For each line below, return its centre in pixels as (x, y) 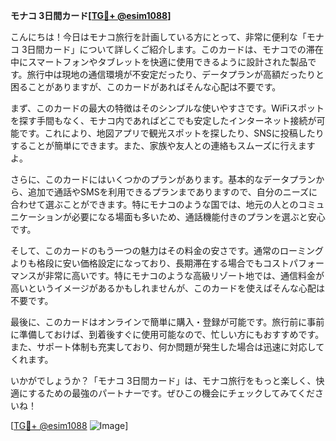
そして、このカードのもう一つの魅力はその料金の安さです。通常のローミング (167, 250)
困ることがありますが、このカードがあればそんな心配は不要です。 (146, 87)
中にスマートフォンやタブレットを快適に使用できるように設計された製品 (159, 62)
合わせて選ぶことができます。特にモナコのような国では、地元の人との (154, 204)
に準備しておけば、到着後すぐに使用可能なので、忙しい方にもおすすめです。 (167, 334)
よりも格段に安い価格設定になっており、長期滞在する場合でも (137, 263)
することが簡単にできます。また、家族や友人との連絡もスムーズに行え (154, 145)
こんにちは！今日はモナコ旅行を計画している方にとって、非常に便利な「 (158, 37)
